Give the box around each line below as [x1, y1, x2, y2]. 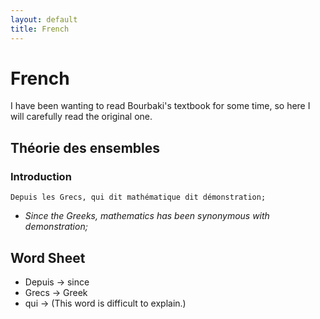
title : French [10, 24, 70, 34]
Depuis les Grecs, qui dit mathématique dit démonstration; [10, 192, 267, 203]
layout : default [10, 14, 78, 25]
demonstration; [24, 221, 88, 233]
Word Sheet [10, 249, 86, 266]
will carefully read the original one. [10, 111, 153, 123]
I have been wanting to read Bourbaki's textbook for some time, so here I [10, 100, 311, 112]
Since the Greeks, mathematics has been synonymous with [24, 210, 270, 222]
